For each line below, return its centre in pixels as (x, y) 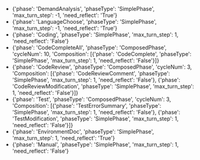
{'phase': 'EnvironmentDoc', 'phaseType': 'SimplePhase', (83, 131)
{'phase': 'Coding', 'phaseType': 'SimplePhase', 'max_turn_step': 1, (95, 35)
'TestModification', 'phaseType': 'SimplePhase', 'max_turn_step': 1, (95, 119)
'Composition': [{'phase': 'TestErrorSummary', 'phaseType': (87, 106)
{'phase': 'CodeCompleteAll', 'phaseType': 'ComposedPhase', (89, 47)
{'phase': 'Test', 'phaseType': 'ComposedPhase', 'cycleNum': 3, (91, 99)
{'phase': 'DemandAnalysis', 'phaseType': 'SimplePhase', (83, 9)
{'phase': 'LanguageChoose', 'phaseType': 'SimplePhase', (84, 22)
